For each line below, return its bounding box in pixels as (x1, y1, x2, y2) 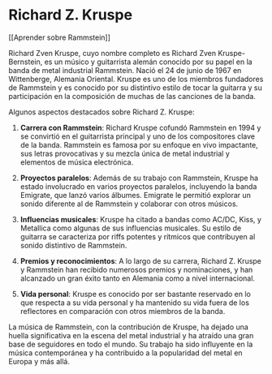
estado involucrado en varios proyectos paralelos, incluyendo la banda (19, 181, 257, 191)
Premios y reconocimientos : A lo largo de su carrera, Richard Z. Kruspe (19, 256, 262, 265)
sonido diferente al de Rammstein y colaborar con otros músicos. (19, 199, 239, 208)
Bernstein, (8, 57, 43, 67)
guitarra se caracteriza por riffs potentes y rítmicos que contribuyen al (19, 231, 256, 241)
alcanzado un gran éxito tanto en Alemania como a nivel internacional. (19, 273, 256, 283)
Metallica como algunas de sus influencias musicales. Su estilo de (19, 223, 242, 233)
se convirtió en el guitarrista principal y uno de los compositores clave (19, 131, 256, 141)
